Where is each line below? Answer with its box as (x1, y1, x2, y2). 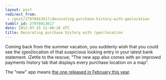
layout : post (5, 7, 32, 12)
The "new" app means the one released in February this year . (5, 69, 131, 75)
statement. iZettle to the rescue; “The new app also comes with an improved (5, 54, 161, 60)
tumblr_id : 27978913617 (5, 21, 55, 26)
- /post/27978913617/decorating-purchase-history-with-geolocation (7, 16, 150, 21)
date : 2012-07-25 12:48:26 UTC (5, 26, 70, 31)
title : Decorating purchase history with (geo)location (5, 30, 123, 35)
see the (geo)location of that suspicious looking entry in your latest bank (5, 49, 153, 55)
